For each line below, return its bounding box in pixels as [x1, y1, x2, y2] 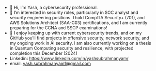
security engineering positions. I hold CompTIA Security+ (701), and [9, 15, 145, 20]
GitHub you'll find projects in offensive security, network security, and [9, 35, 149, 41]
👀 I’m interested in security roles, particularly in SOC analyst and [9, 10, 139, 15]
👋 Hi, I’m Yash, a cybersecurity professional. [9, 5, 98, 10]
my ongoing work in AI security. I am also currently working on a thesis [9, 40, 152, 46]
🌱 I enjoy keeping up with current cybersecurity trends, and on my [9, 30, 142, 35]
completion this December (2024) [9, 50, 78, 56]
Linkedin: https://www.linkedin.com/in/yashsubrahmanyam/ [9, 56, 129, 61]
